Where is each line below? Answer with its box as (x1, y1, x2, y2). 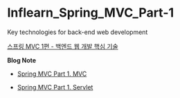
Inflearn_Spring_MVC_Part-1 (7, 5, 174, 21)
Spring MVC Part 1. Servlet (17, 83, 93, 91)
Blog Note (7, 56, 37, 64)
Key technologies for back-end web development (7, 28, 148, 36)
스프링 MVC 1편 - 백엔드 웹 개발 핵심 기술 (7, 42, 119, 50)
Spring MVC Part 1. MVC (17, 70, 87, 78)
